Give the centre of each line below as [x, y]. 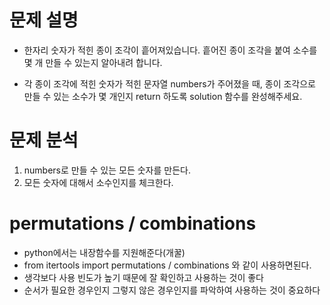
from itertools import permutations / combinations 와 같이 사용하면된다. [167, 265]
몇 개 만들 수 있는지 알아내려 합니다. [93, 62]
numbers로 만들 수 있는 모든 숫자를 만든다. [107, 170]
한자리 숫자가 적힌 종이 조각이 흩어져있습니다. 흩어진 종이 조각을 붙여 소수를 [170, 50]
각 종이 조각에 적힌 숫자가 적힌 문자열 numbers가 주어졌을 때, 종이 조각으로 [169, 83]
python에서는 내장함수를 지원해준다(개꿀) [104, 252]
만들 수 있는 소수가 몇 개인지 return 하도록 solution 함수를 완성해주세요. [163, 96]
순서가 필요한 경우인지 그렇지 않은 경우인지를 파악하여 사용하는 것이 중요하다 [172, 290]
